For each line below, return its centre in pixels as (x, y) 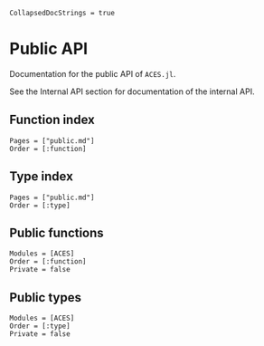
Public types (45, 298)
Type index (42, 177)
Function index (52, 120)
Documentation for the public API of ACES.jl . (93, 73)
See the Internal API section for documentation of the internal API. (132, 91)
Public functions (57, 232)
